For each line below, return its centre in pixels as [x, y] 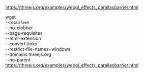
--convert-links [21, 44]
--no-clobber [19, 28]
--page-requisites [24, 33]
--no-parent [18, 60]
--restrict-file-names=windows [38, 49]
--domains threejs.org [28, 54]
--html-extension [23, 38]
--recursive [17, 22]
